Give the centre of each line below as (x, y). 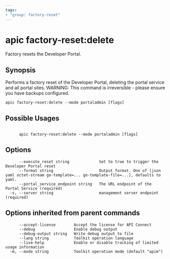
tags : (11, 10)
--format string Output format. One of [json (90, 171)
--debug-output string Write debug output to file (76, 234)
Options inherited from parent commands (73, 213)
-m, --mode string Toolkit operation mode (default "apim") (87, 251)
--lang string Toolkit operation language (76, 238)
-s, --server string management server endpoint (84, 193)
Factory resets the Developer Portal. (43, 54)
